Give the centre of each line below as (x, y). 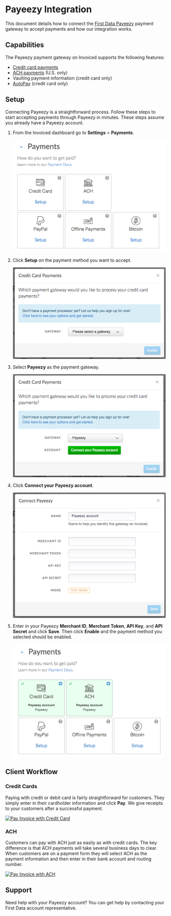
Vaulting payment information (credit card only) (62, 78)
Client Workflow (32, 772)
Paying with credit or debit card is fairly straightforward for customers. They (85, 798)
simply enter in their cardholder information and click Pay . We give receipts (84, 803)
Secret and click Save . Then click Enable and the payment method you (87, 631)
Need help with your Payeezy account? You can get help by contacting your (85, 902)
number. (14, 864)
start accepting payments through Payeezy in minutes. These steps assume (85, 117)
